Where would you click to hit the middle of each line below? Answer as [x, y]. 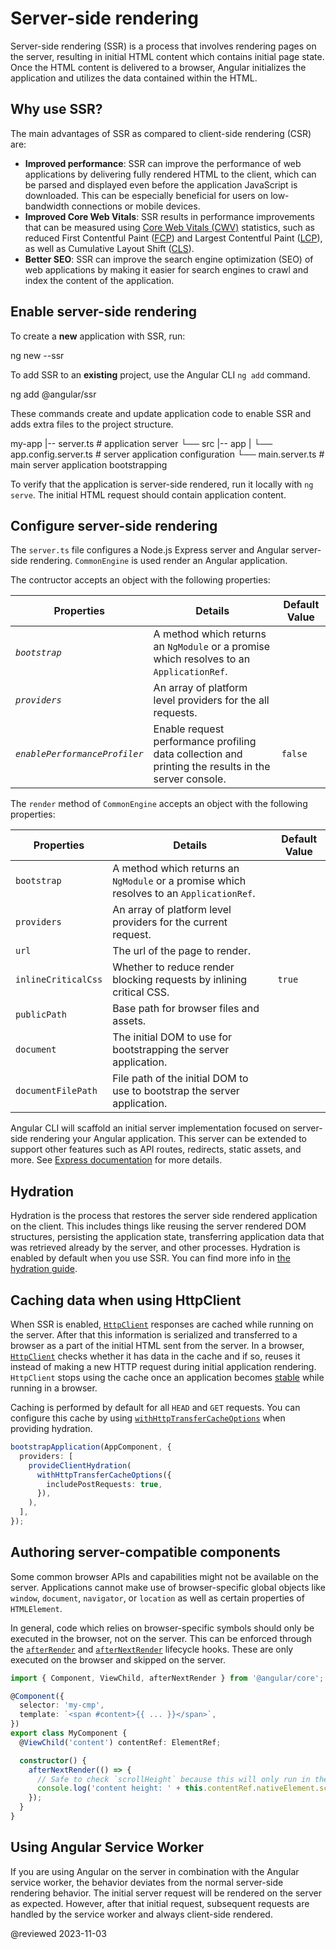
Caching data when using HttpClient [126, 1300]
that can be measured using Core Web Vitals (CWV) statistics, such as [169, 227]
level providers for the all [211, 700]
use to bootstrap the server [176, 1091]
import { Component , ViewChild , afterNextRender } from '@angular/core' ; [167, 1678]
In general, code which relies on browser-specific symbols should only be [162, 1628]
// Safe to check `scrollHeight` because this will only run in [173, 1779]
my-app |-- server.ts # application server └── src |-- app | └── [141, 443]
